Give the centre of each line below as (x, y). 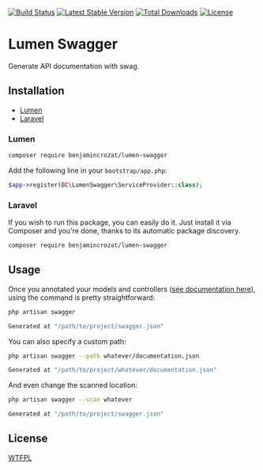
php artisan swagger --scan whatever (70, 400)
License (28, 439)
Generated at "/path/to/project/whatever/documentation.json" (113, 370)
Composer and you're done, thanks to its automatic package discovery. (124, 231)
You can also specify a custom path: (67, 341)
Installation (36, 91)
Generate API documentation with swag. (74, 66)
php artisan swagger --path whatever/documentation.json (104, 356)
